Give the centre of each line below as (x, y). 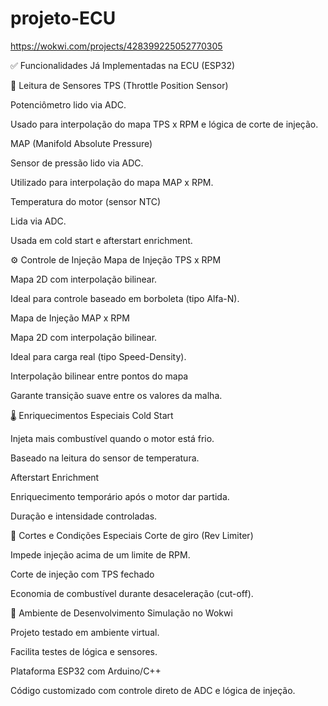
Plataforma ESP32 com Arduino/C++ (86, 671)
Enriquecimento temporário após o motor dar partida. (120, 496)
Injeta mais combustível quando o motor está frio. (112, 438)
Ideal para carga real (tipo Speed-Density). (98, 356)
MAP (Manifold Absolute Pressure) (81, 143)
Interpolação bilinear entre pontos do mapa (99, 376)
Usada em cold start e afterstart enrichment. (101, 240)
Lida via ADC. (38, 221)
